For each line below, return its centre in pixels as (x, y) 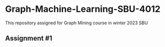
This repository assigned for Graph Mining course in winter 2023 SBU (77, 23)
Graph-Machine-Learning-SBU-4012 (83, 9)
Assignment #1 (29, 38)
